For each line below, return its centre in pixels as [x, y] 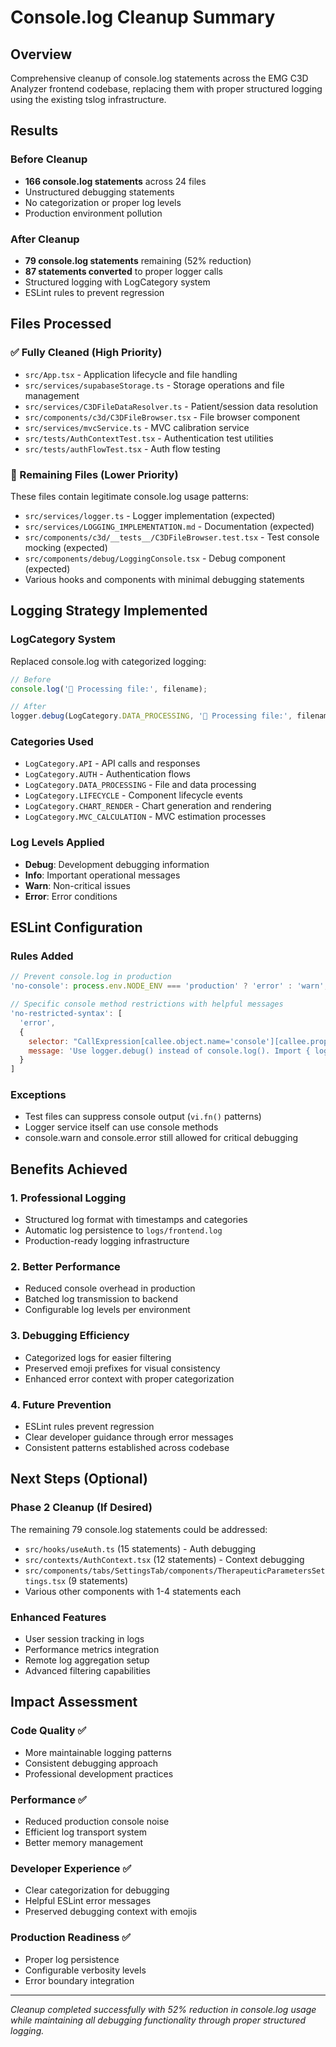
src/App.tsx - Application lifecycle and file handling [131, 374]
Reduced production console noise [97, 1822]
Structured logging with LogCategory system [117, 282]
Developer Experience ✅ [71, 1868]
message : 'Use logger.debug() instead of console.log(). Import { [169, 1051]
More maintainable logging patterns [98, 1752]
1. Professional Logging [68, 1198]
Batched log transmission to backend [101, 1299]
